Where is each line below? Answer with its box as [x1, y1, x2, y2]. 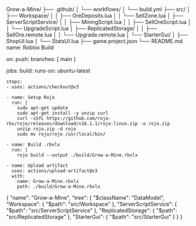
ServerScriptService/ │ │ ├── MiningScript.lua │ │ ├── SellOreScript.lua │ [6, 19, 192, 25]
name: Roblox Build [6, 44, 54, 51]
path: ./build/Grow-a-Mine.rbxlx [17, 183, 101, 189]
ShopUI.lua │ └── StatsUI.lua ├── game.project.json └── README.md [6, 38, 183, 44]
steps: [6, 79, 23, 85]
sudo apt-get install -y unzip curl [17, 110, 109, 116]
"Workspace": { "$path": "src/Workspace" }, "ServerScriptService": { [6, 201, 177, 207]
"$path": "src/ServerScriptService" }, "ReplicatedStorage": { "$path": [6, 207, 177, 214]
